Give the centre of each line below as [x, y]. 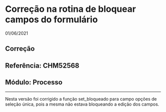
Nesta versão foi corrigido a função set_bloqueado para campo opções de [81, 99]
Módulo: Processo [34, 82]
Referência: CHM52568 [42, 65]
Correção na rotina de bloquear [71, 9]
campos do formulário [51, 19]
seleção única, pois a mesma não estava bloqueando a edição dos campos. [82, 104]
